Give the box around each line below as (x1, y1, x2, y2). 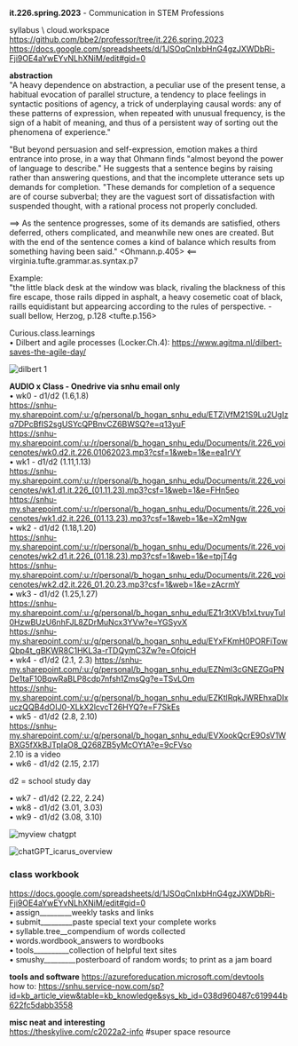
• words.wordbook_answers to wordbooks (9, 936, 164, 947)
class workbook (9, 868, 80, 880)
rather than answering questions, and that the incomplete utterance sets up (9, 172, 286, 183)
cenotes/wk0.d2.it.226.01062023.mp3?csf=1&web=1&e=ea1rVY (9, 448, 241, 457)
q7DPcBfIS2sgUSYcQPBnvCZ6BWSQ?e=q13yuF (9, 419, 186, 429)
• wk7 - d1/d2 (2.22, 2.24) (9, 793, 105, 803)
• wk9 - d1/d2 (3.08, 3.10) (9, 812, 103, 822)
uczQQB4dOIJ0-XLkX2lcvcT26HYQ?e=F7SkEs (9, 701, 180, 712)
